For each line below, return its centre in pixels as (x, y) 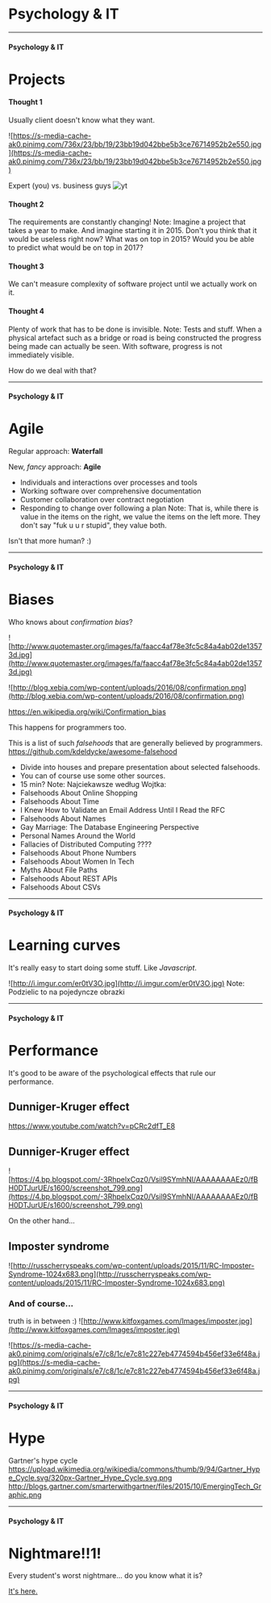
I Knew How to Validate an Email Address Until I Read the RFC (123, 810)
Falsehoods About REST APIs (69, 878)
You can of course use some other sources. (93, 776)
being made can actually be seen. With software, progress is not (115, 346)
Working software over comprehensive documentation (110, 491)
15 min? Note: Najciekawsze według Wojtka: (93, 784)
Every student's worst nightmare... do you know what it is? (106, 1576)
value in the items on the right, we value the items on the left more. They (140, 517)
